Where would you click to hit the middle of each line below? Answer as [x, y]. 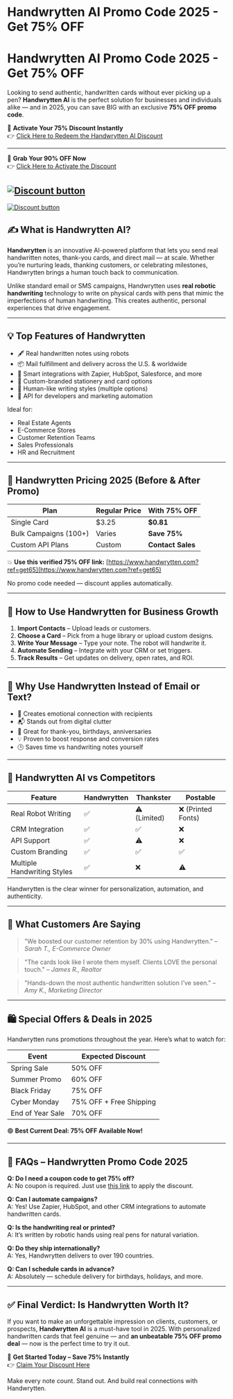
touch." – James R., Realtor [63, 969]
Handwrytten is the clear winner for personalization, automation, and [105, 889]
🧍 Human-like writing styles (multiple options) [83, 388]
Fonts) [189, 818]
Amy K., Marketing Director [63, 990]
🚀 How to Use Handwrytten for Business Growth [113, 611]
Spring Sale [29, 1068]
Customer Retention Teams [56, 437]
